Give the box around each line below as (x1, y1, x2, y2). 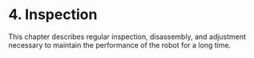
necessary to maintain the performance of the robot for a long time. (8, 40, 232, 49)
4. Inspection (8, 6, 98, 24)
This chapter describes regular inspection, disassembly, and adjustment (8, 32, 247, 41)
